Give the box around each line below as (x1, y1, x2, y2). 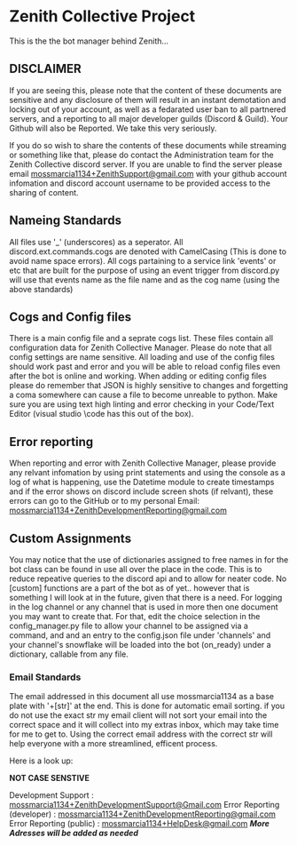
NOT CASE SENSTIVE (9, 773, 90, 784)
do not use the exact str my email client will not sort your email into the (9, 710, 268, 721)
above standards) (9, 283, 74, 294)
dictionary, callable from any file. (9, 649, 129, 659)
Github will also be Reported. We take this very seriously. (9, 123, 217, 133)
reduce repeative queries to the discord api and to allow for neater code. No (9, 573, 287, 584)
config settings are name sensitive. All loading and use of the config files (9, 352, 275, 363)
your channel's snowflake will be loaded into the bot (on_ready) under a (9, 640, 272, 650)
